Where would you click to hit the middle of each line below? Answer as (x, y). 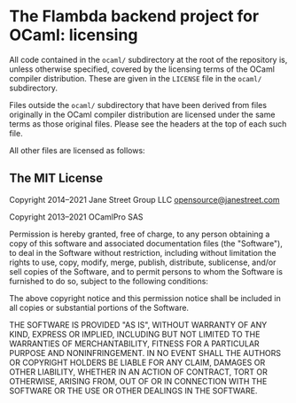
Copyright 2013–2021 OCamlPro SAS (76, 217)
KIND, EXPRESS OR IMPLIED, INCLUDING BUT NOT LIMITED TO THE (135, 334)
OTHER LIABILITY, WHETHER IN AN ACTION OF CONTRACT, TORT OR (138, 372)
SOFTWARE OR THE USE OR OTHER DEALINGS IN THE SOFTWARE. (133, 391)
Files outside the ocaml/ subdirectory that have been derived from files (138, 105)
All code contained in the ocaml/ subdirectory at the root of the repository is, (148, 59)
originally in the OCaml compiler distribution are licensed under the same (142, 114)
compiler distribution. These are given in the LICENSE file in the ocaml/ (136, 78)
